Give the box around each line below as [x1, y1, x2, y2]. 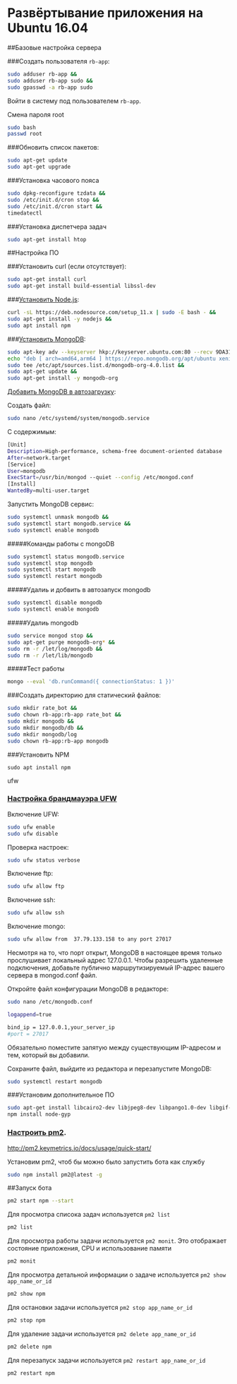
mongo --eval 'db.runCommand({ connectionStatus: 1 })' [7, 678, 175, 685]
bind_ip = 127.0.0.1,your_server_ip [7, 1023, 115, 1031]
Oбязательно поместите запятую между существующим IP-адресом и [7, 1043, 221, 1052]
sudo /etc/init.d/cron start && [7, 203, 102, 210]
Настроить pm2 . [7, 1128, 67, 1138]
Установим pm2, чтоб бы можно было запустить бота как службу [7, 1157, 205, 1166]
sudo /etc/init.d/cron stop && [7, 196, 99, 203]
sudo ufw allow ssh [7, 909, 65, 917]
